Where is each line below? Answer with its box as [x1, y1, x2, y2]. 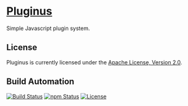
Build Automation [6, 77, 75, 87]
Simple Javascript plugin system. [6, 25, 90, 32]
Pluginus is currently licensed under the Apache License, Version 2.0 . [6, 58, 182, 66]
